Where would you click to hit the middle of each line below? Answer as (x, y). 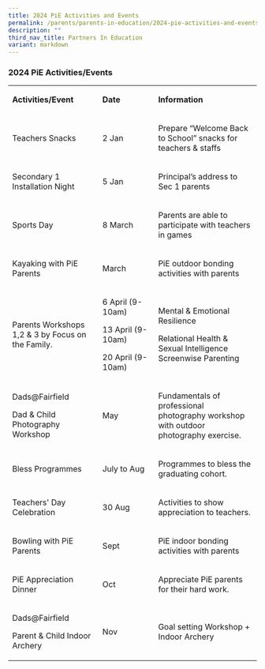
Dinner (24, 589)
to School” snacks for (198, 138)
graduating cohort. (192, 474)
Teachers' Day (39, 502)
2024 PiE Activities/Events (60, 73)
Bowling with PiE (43, 541)
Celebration (34, 513)
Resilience (177, 321)
